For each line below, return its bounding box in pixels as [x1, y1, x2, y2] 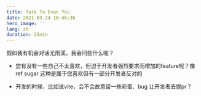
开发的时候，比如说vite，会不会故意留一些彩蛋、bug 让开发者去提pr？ [15, 83, 192, 90]
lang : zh [6, 26, 29, 32]
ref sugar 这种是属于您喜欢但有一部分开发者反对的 [15, 70, 143, 77]
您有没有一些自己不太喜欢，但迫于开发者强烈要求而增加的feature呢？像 [15, 62, 195, 70]
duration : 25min [6, 32, 48, 38]
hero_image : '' [6, 20, 45, 26]
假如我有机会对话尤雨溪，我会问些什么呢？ [6, 50, 114, 57]
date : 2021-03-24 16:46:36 [6, 15, 76, 21]
